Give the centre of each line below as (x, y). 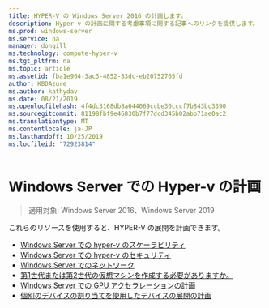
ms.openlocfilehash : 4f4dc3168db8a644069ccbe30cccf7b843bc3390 (117, 106)
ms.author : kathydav (43, 91)
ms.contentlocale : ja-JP (50, 129)
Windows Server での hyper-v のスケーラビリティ (103, 245)
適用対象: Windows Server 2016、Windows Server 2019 (121, 211)
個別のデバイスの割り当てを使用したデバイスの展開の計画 (116, 296)
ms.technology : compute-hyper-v (63, 53)
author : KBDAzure (38, 83)
